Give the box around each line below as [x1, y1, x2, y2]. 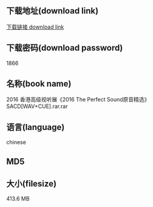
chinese [6, 139, 26, 146]
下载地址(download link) [6, 5, 99, 16]
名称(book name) [6, 79, 72, 89]
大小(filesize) [6, 179, 56, 189]
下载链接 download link [6, 23, 64, 31]
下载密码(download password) [6, 43, 123, 53]
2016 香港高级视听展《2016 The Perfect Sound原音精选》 [6, 96, 150, 103]
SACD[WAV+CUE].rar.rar [6, 103, 68, 110]
